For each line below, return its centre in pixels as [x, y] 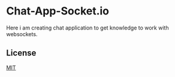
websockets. [22, 34]
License [21, 53]
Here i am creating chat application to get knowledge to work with [87, 28]
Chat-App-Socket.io [58, 11]
